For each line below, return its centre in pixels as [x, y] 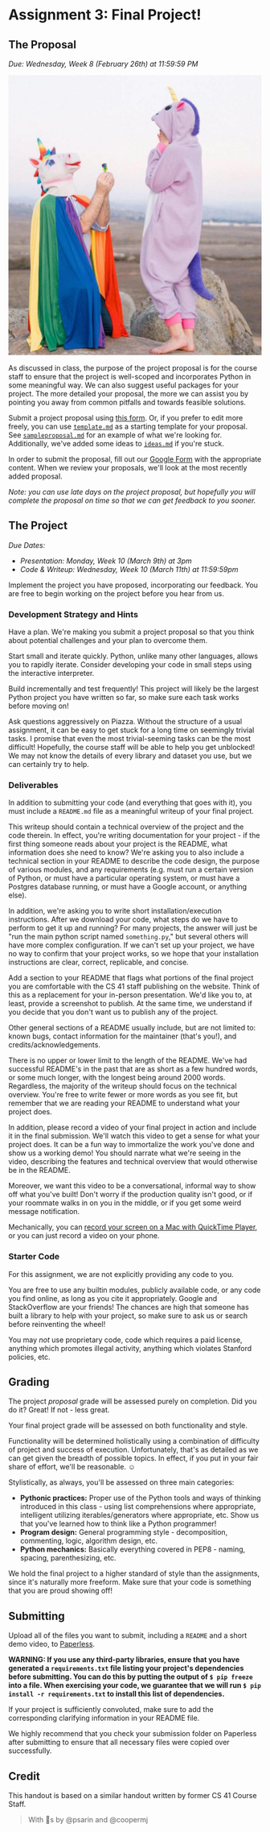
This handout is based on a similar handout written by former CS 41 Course [133, 1796]
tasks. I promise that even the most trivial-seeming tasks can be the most [130, 738]
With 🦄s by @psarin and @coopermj [88, 1820]
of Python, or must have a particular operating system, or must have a [124, 878]
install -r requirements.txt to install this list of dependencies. [117, 1694]
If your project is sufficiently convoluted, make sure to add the [111, 1710]
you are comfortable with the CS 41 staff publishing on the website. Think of [134, 986]
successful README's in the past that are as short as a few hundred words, [133, 1069]
